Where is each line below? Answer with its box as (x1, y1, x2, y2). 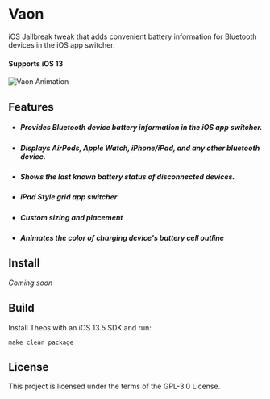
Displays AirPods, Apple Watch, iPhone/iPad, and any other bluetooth (19, 143, 260, 153)
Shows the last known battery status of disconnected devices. (19, 171, 235, 182)
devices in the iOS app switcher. (8, 40, 115, 49)
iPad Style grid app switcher (19, 192, 118, 202)
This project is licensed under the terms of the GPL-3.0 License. (8, 381, 221, 392)
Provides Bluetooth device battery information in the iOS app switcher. (19, 123, 263, 132)
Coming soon (8, 278, 53, 288)
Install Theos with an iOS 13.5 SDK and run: (8, 322, 152, 332)
